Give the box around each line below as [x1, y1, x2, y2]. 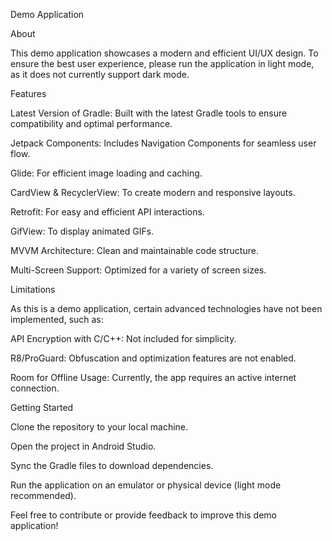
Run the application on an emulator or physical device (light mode [10, 479, 282, 491]
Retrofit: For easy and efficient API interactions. [10, 206, 205, 218]
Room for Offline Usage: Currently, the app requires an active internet [10, 372, 297, 383]
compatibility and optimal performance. [10, 118, 173, 129]
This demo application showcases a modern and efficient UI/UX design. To [10, 47, 319, 59]
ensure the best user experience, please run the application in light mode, [10, 58, 315, 69]
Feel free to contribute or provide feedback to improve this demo [10, 509, 278, 521]
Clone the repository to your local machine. [10, 421, 189, 433]
